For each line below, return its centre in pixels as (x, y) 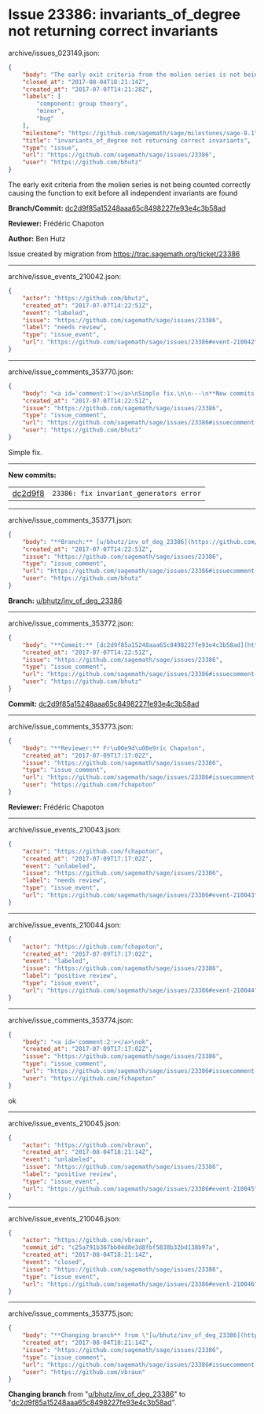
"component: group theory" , (82, 104)
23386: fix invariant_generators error (127, 493)
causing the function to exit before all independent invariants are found (123, 193)
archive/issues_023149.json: (54, 53)
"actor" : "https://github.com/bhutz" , (86, 298)
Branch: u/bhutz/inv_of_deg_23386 (65, 600)
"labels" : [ (42, 97)
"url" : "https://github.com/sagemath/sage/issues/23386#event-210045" (140, 1188)
